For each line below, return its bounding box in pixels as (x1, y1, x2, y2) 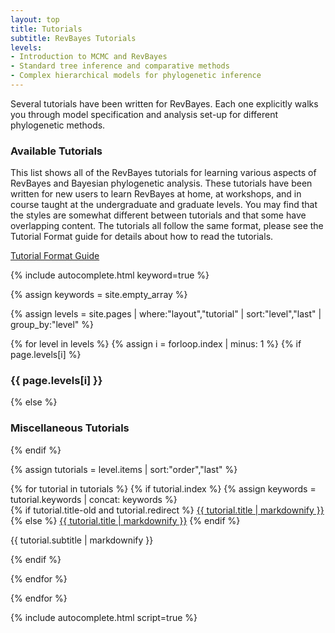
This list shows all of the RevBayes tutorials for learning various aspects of (10, 167, 317, 179)
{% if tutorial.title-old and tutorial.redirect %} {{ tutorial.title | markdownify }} (10, 504, 325, 516)
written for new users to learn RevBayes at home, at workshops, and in (10, 188, 302, 200)
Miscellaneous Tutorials (10, 421, 130, 435)
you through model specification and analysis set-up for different (10, 108, 279, 120)
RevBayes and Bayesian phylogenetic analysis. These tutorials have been (10, 177, 313, 190)
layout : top (10, 14, 60, 25)
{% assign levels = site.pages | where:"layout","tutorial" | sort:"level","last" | (10, 308, 322, 320)
